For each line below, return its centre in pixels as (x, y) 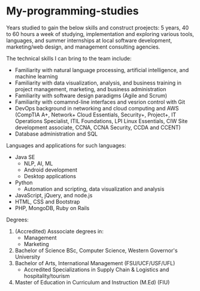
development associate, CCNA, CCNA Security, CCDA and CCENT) (98, 127)
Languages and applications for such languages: (66, 145)
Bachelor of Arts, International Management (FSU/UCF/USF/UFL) (95, 263)
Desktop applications (50, 176)
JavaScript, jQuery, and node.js (54, 195)
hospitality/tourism (47, 276)
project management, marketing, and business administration (90, 89)
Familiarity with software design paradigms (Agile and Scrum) (91, 95)
